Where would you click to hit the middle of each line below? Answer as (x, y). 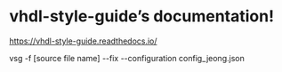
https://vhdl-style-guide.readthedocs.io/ (83, 41)
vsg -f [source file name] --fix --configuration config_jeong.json (127, 58)
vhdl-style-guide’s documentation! (141, 16)
